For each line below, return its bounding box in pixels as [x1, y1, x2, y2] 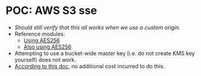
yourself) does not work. [14, 56, 77, 63]
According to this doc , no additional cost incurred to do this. [14, 62, 165, 70]
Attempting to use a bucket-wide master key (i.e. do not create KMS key [14, 49, 195, 57]
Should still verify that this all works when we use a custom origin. [14, 24, 180, 31]
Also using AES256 [23, 43, 72, 50]
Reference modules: [14, 30, 65, 37]
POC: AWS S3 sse [5, 4, 98, 18]
